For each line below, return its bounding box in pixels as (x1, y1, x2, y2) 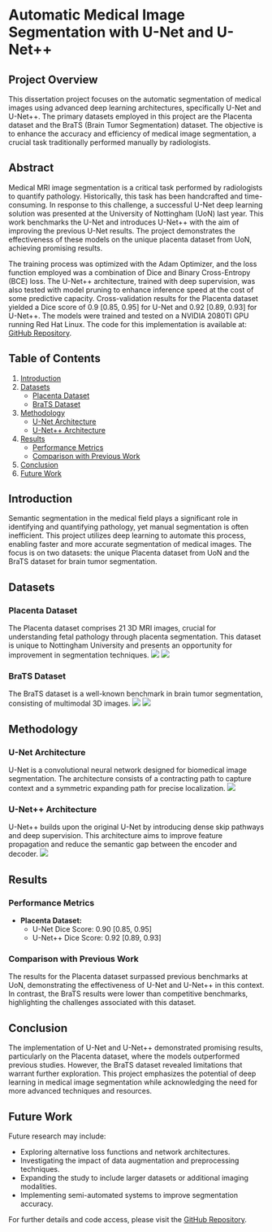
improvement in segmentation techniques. (8, 650, 149, 660)
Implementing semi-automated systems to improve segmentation (19, 1190, 238, 1200)
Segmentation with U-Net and (8, 23, 214, 42)
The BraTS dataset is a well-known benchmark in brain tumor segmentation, (8, 689, 263, 699)
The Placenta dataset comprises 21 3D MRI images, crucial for (8, 623, 217, 633)
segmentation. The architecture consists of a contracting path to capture (8, 774, 252, 784)
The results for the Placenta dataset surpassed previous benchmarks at (8, 972, 248, 981)
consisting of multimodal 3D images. (8, 698, 132, 709)
